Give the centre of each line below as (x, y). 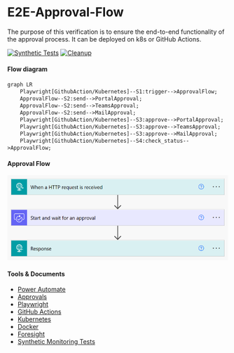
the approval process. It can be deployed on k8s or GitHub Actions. (104, 39)
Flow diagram (27, 69)
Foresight (31, 334)
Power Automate (41, 290)
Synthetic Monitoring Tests (56, 342)
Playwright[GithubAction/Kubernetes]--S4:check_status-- (105, 141)
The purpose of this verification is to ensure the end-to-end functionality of (116, 32)
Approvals (32, 297)
